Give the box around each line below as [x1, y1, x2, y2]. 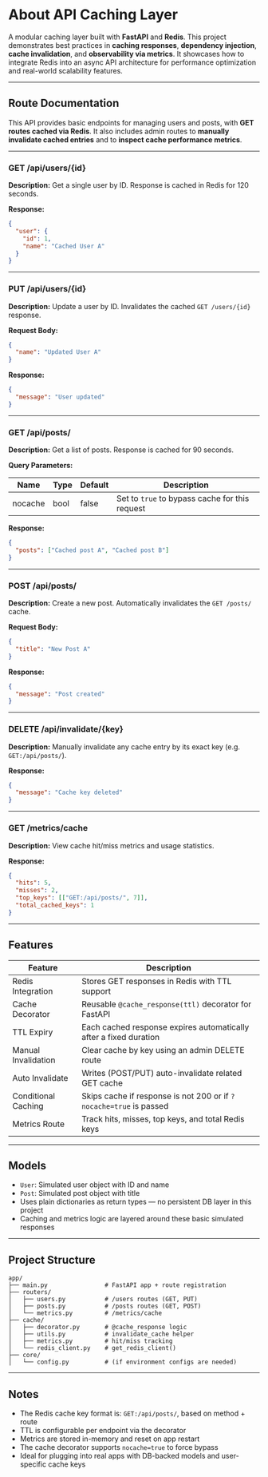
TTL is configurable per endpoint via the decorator [19, 1426, 187, 1435]
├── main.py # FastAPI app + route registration [8, 1281, 227, 1289]
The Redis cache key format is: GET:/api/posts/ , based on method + [19, 1408, 246, 1419]
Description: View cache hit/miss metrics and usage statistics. [8, 840, 215, 850]
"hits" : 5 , [15, 879, 52, 887]
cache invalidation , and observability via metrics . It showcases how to [8, 49, 245, 58]
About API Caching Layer [8, 6, 178, 24]
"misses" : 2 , [15, 887, 59, 895]
